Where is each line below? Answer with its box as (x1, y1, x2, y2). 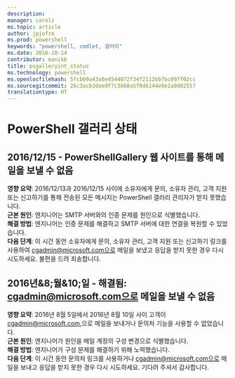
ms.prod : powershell (7, 37, 68, 44)
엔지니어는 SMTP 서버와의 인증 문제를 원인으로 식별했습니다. (34, 211, 201, 219)
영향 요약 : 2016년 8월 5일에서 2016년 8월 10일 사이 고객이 (7, 310, 166, 318)
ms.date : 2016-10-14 (7, 50, 68, 57)
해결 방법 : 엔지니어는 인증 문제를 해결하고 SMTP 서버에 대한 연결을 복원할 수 (7, 219, 215, 228)
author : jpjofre (7, 30, 55, 37)
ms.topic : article (7, 23, 61, 30)
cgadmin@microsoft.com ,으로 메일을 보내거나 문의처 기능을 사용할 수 (7, 319, 200, 327)
